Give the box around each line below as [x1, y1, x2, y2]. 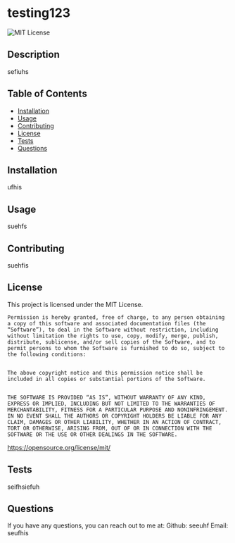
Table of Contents [7, 88, 88, 100]
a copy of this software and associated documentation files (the [7, 320, 206, 327]
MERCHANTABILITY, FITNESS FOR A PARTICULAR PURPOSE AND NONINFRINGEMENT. [7, 406, 229, 413]
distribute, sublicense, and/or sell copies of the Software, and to [7, 338, 216, 346]
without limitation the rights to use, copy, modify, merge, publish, [7, 332, 219, 339]
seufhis [7, 529, 30, 537]
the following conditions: [7, 351, 87, 358]
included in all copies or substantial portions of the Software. [7, 375, 206, 382]
